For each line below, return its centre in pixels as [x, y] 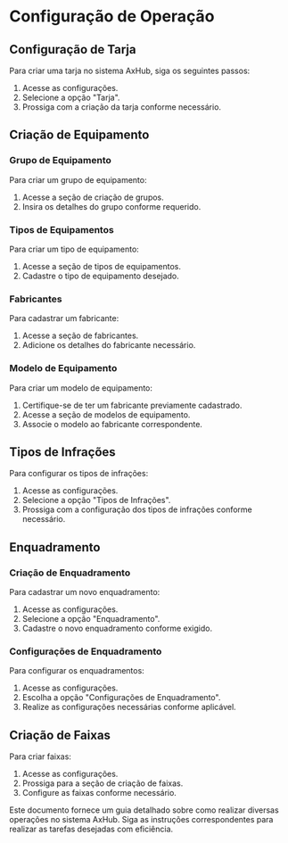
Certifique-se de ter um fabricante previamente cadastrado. [132, 405]
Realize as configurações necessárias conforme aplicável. [129, 707]
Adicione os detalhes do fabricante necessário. [109, 345]
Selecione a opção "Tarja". [71, 97]
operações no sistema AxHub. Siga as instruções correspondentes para [141, 820]
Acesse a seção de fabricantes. [80, 335]
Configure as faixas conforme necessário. [99, 793]
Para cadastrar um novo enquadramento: [85, 592]
